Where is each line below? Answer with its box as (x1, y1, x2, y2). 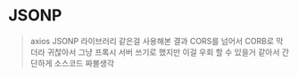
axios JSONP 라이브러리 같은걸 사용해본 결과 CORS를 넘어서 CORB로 (29, 35, 274, 46)
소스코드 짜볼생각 (54, 58, 115, 68)
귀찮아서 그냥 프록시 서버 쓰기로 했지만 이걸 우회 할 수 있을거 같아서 (46, 46, 280, 58)
